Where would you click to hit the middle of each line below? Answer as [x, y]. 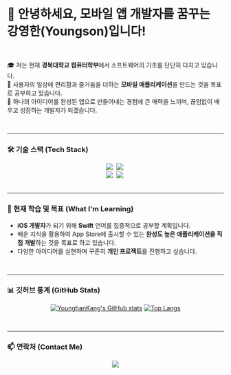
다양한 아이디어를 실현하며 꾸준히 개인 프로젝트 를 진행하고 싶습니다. [107, 251]
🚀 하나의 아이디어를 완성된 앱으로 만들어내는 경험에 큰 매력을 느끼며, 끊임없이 [110, 101]
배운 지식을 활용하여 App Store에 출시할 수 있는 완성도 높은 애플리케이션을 [116, 234]
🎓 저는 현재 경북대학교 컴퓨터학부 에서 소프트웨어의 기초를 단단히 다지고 [103, 65]
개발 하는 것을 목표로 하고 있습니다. [70, 242]
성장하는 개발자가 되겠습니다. [58, 110]
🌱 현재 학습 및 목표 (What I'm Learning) [70, 209]
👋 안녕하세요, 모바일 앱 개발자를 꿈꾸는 [109, 14]
